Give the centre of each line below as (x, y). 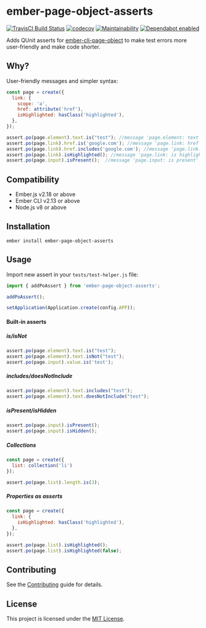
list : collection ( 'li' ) (42, 465)
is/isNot (17, 336)
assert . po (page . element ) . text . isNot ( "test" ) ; (65, 356)
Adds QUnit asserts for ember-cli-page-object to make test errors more (97, 40)
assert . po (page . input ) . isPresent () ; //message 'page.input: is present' (103, 160)
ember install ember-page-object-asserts (60, 241)
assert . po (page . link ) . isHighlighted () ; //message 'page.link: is (91, 155)
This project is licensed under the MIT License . (66, 619)
